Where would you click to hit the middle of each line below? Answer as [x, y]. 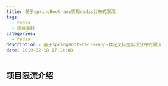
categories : [21, 34]
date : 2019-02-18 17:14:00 [40, 50]
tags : [13, 17]
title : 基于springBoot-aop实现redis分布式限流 [61, 12]
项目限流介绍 [30, 76]
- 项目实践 [23, 28]
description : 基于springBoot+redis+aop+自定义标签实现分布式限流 [84, 45]
